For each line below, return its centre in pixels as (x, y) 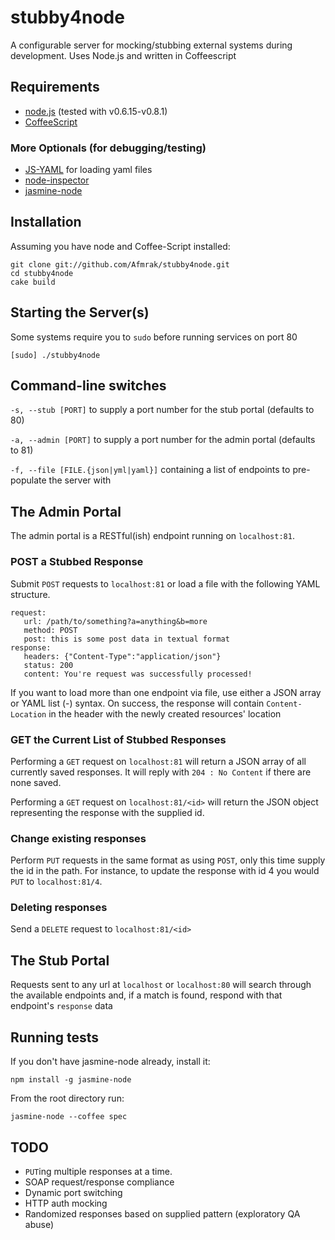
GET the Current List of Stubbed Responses (118, 739)
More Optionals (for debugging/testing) (108, 148)
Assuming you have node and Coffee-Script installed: (120, 246)
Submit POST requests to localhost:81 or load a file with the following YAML (165, 583)
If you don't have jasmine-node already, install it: (110, 1062)
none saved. (36, 782)
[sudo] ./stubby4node (55, 355)
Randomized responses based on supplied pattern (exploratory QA (162, 1213)
